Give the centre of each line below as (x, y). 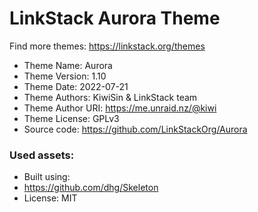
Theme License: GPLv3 (71, 118)
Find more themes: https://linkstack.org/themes (107, 46)
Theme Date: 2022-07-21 (76, 86)
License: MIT (50, 198)
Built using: (47, 177)
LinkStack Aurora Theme (115, 18)
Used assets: (42, 155)
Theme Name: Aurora (68, 65)
